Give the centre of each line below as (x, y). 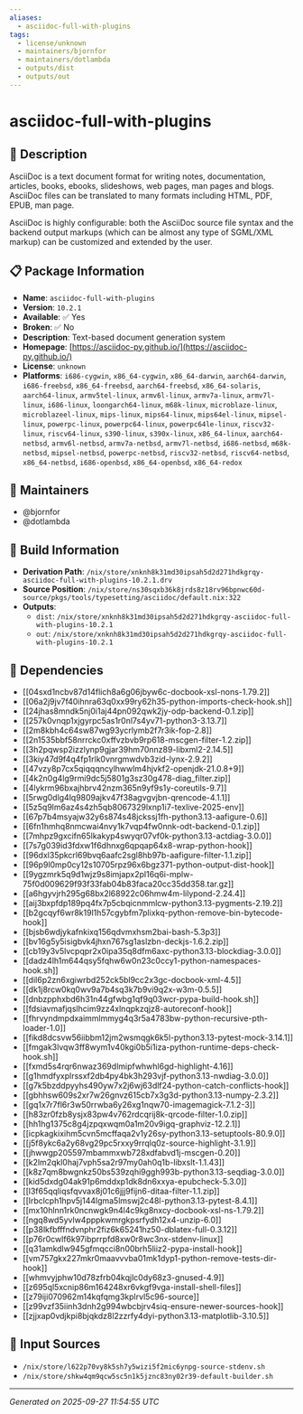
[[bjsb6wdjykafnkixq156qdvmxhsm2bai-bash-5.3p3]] (121, 932)
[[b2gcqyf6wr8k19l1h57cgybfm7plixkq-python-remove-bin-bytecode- (153, 913)
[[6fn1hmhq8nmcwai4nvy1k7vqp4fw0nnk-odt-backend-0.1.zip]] (141, 826)
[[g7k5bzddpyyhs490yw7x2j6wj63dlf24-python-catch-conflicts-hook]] (156, 1086)
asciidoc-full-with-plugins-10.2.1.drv (97, 581)
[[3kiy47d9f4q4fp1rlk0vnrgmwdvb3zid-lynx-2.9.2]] (118, 759)
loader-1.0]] (44, 1028)
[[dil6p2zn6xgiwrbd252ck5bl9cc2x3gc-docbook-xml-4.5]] (132, 980)
